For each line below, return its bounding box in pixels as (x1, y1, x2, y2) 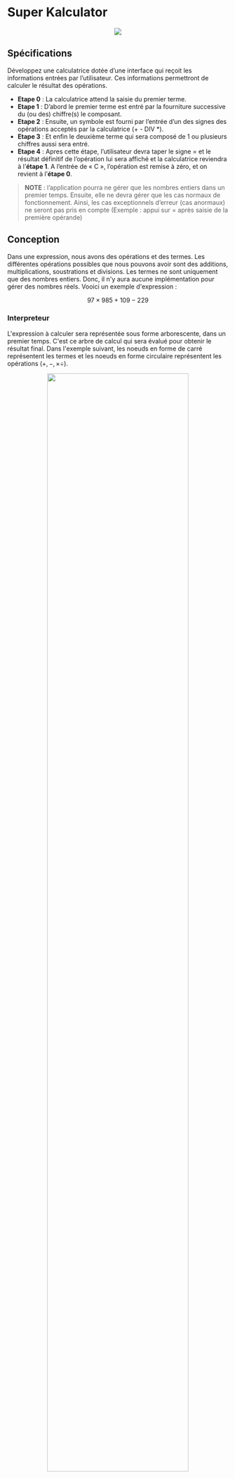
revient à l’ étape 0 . (17, 170, 72, 178)
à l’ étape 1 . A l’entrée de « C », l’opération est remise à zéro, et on (17, 162, 208, 170)
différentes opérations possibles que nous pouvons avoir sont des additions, (7, 260, 229, 268)
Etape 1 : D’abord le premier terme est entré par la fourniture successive (17, 102, 226, 111)
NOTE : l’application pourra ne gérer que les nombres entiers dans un (24, 183, 226, 191)
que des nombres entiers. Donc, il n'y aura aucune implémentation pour (7, 275, 215, 283)
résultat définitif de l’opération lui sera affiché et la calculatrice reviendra (17, 154, 227, 163)
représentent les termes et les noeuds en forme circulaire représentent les (7, 351, 222, 360)
